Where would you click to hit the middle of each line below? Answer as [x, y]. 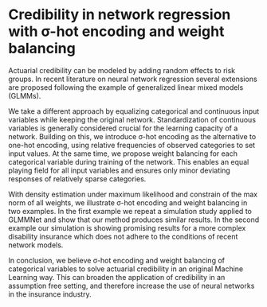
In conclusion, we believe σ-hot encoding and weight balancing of [117, 260]
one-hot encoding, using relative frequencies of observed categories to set [132, 145]
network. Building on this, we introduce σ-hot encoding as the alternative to [132, 136]
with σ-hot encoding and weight [116, 31]
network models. [36, 245]
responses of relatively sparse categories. [77, 179]
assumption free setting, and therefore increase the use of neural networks [132, 286]
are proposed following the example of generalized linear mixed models [126, 87]
